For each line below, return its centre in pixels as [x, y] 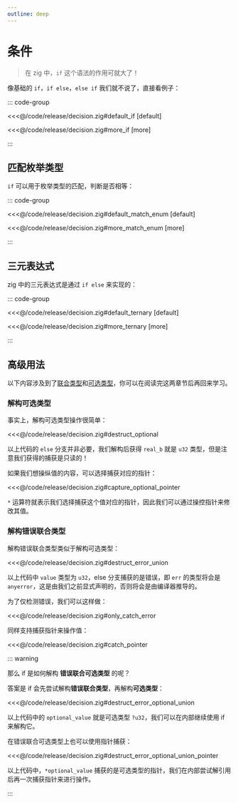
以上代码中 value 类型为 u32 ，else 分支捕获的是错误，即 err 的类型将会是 [114, 577]
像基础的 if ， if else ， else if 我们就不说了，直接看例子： [94, 88]
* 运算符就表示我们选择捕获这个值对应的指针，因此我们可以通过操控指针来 [116, 502]
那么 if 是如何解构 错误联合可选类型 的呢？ [69, 673]
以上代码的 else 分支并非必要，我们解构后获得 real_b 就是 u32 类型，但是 [114, 449]
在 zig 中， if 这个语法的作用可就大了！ [82, 73]
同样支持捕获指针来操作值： [48, 630]
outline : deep [28, 14]
